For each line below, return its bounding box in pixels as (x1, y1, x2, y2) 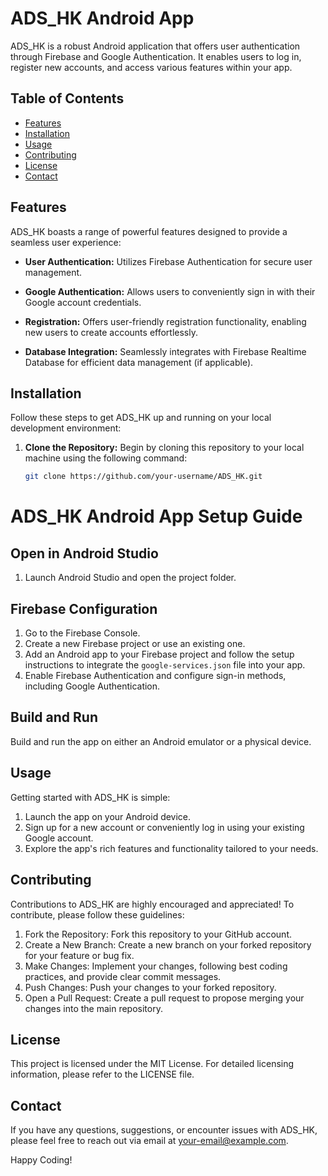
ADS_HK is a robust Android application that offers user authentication (10, 40, 301, 52)
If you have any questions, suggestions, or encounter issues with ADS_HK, (10, 1124, 318, 1136)
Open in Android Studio (10, 545, 159, 562)
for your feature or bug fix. (24, 949, 135, 961)
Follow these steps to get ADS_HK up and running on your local (10, 412, 272, 424)
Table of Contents (10, 90, 125, 107)
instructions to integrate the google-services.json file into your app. (24, 659, 306, 671)
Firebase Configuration (10, 600, 158, 617)
